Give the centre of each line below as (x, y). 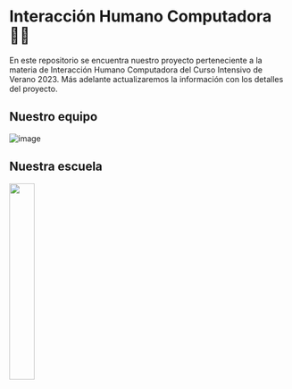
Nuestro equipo (54, 117)
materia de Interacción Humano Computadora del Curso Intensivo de (136, 70)
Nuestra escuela (56, 167)
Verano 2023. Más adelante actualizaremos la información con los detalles (146, 79)
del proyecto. (33, 89)
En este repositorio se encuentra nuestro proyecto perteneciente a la (136, 60)
